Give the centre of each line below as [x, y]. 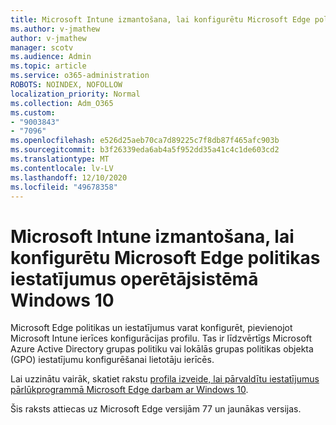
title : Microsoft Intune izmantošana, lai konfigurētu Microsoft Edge [160, 19]
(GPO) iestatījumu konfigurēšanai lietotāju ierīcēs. [112, 360]
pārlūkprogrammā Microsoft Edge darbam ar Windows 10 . [129, 390]
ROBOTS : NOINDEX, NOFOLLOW [66, 85]
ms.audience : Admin [51, 57]
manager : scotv [42, 47]
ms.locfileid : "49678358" [64, 187]
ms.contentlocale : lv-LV [62, 168]
